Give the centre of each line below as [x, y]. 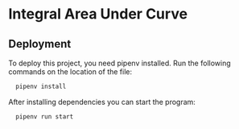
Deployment [40, 44]
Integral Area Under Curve [98, 14]
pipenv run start [45, 117]
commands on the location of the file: [70, 72]
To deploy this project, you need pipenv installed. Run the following [119, 63]
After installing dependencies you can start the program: [102, 102]
